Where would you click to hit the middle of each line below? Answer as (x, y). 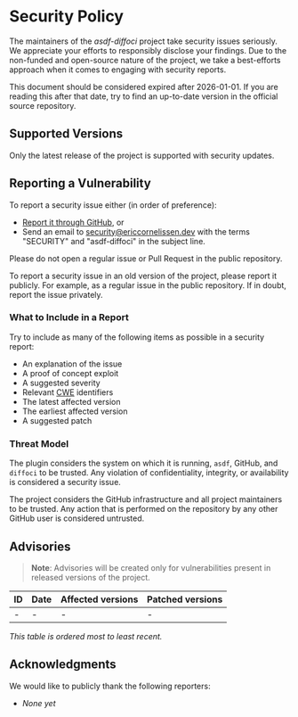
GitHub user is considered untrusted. (77, 518)
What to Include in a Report (69, 317)
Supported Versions (66, 134)
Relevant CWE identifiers (68, 392)
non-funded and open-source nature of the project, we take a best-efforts (145, 60)
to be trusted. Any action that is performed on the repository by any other (144, 509)
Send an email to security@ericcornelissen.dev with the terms (136, 231)
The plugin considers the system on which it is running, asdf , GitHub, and (144, 463)
